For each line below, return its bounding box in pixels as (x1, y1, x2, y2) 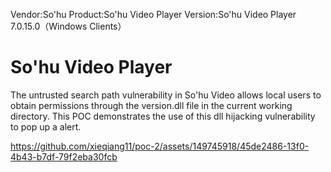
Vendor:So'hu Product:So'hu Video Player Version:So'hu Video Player (10, 9, 297, 20)
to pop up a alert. (10, 120, 82, 133)
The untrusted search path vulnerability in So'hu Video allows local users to (10, 89, 322, 101)
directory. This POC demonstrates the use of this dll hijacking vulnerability (10, 110, 316, 122)
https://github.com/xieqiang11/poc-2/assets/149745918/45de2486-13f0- (10, 140, 310, 152)
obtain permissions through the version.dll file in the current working (10, 99, 293, 111)
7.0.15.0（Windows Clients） (10, 20, 127, 32)
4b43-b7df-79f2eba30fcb (10, 150, 118, 163)
